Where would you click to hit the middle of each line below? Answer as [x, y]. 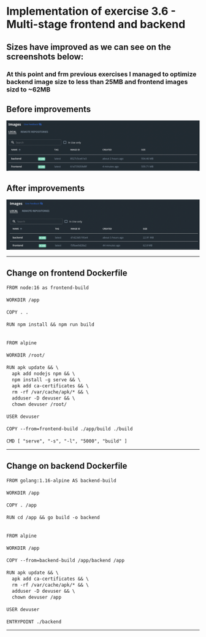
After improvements [45, 188]
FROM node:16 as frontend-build [48, 288]
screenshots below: [45, 56]
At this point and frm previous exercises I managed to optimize [101, 74]
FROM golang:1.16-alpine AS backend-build [61, 481]
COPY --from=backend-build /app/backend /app [65, 561]
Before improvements [49, 109]
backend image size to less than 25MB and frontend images [97, 82]
